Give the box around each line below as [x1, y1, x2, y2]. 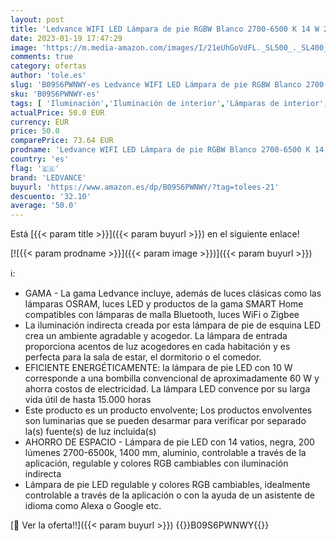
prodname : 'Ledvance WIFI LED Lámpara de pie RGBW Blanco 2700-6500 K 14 [10, 145, 325, 155]
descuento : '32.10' [10, 191, 92, 201]
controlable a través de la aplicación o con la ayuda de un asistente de [24, 489, 315, 501]
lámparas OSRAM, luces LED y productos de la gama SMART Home [24, 298, 304, 310]
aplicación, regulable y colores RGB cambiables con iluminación [24, 457, 289, 470]
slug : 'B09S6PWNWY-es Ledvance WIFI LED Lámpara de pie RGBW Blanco [10, 80, 302, 90]
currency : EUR [10, 117, 70, 127]
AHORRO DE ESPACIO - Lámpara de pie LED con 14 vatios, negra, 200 [24, 436, 315, 448]
